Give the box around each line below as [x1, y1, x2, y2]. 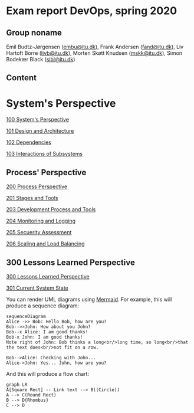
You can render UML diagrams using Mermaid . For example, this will [6, 296, 172, 303]
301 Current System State [6, 284, 69, 291]
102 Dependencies [6, 139, 52, 146]
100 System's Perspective [6, 116, 70, 123]
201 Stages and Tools [6, 195, 58, 202]
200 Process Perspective [6, 183, 68, 190]
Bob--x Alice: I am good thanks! [6, 329, 88, 335]
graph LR [6, 382, 28, 388]
